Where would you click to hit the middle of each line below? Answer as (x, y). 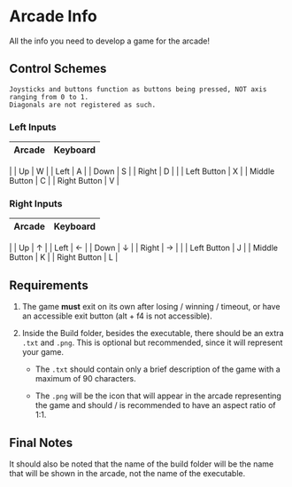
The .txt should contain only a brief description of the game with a (158, 369)
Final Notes (41, 442)
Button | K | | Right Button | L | (64, 257)
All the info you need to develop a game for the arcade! (110, 41)
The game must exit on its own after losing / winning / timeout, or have (151, 307)
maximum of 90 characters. (86, 379)
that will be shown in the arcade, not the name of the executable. (127, 473)
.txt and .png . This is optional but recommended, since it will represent (152, 342)
